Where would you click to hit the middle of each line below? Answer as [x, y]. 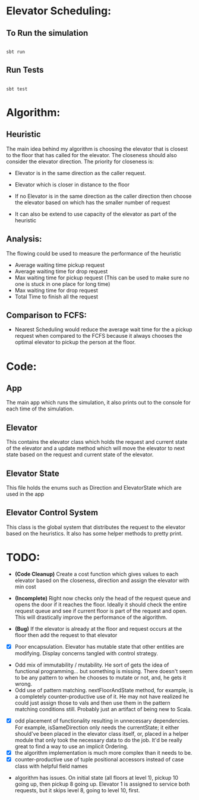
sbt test [17, 89]
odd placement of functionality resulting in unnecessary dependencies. [102, 720]
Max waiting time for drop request [56, 290]
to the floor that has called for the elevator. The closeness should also [91, 155]
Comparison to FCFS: [47, 315]
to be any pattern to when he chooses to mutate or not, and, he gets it [100, 677]
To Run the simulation [47, 33]
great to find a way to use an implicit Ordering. [72, 746]
